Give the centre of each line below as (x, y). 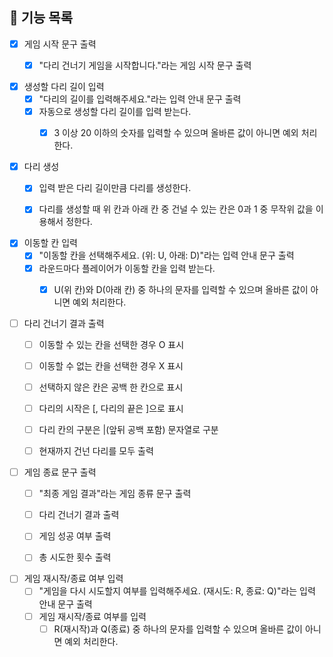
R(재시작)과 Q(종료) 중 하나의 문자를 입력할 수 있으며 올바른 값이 (178, 629)
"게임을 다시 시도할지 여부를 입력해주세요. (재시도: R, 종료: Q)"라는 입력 (177, 591)
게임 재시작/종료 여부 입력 (73, 579)
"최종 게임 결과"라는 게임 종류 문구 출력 (115, 494)
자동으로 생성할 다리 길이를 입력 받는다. (115, 112)
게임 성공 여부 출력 (75, 536)
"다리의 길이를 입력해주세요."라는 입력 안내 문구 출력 (140, 99)
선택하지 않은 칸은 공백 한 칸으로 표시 (111, 387)
